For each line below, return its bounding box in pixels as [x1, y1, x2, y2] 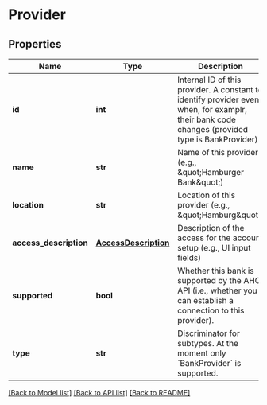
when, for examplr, [177, 104, 248, 115]
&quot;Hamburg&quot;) [177, 209, 264, 220]
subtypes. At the [177, 338, 239, 349]
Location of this [177, 189, 236, 201]
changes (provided [177, 124, 249, 134]
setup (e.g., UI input [177, 243, 251, 253]
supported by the [177, 275, 242, 286]
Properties [8, 37, 62, 51]
